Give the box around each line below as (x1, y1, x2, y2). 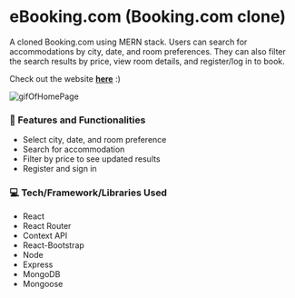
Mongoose (22, 278, 64, 289)
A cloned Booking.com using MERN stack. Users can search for (9, 36, 248, 47)
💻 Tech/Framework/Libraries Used (9, 186, 168, 199)
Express (22, 259, 54, 270)
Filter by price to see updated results (22, 154, 161, 164)
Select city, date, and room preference (22, 134, 167, 145)
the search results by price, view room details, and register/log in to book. (9, 55, 285, 66)
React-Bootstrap (22, 239, 84, 251)
